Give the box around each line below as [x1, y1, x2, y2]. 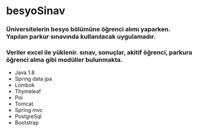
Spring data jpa [14, 75, 52, 82]
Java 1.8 [14, 69, 35, 76]
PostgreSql [14, 113, 42, 120]
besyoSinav [6, 4, 66, 18]
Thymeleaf [14, 88, 41, 95]
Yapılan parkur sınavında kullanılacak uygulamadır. [6, 32, 156, 41]
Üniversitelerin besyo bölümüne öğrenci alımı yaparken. [6, 25, 170, 34]
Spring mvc [14, 107, 43, 114]
